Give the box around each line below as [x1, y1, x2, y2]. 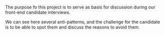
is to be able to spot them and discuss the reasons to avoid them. [5, 24, 140, 30]
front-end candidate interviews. [5, 9, 71, 15]
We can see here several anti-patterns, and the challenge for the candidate [5, 19, 160, 25]
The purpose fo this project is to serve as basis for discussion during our [5, 4, 155, 10]
